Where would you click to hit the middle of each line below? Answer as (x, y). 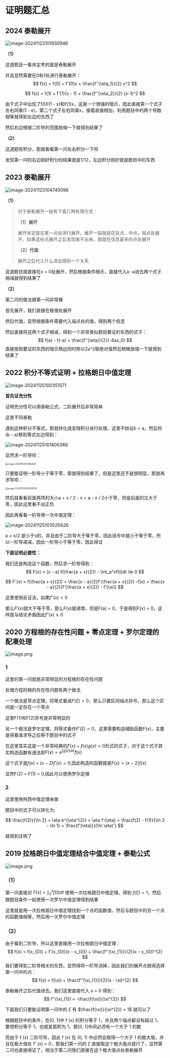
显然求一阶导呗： (23, 455)
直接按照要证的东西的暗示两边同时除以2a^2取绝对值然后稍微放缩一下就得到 (83, 349)
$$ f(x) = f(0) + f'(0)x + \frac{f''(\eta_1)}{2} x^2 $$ (85, 84)
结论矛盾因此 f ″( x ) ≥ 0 (41, 614)
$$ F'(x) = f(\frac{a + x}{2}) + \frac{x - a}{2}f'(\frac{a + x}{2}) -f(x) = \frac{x (85, 581)
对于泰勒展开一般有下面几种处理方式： (57, 211)
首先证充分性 (18, 396)
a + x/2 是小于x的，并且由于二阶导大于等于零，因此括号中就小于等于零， (81, 535)
